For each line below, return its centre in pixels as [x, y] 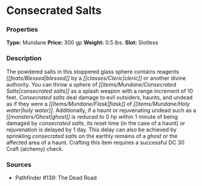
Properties [22, 30]
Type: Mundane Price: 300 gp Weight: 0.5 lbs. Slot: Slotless [82, 42]
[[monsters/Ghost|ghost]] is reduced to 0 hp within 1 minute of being [92, 116]
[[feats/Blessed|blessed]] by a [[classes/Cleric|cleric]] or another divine [96, 78]
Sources [19, 164]
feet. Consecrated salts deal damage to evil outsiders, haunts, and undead [99, 97]
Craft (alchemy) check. [35, 148]
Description [24, 58]
